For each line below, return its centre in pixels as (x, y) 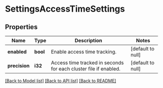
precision (19, 66)
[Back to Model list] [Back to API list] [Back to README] (61, 81)
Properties (21, 27)
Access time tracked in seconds (87, 63)
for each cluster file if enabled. (86, 69)
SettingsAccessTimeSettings (65, 9)
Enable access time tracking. (83, 52)
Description (89, 41)
